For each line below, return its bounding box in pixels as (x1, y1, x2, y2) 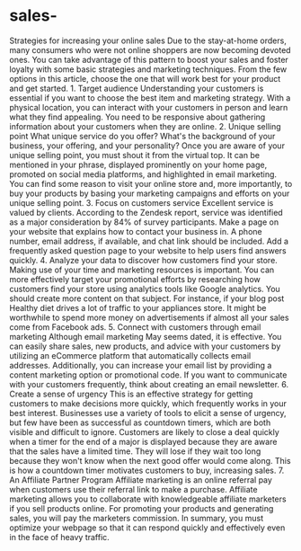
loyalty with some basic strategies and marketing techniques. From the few (9, 64, 288, 75)
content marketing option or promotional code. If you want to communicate (9, 369, 288, 380)
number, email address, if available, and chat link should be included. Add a (9, 236, 289, 246)
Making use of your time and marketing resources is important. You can (9, 264, 275, 275)
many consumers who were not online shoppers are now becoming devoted (9, 44, 291, 55)
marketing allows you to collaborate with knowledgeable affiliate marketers (9, 493, 287, 504)
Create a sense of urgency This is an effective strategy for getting (9, 388, 253, 399)
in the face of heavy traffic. (9, 531, 110, 542)
